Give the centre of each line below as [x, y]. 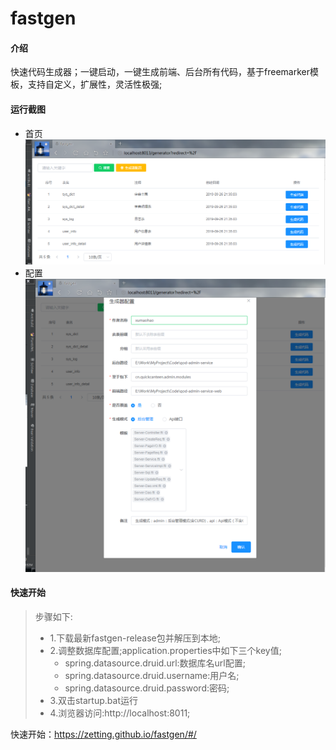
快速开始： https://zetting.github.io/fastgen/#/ [103, 734]
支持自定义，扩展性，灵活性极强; [95, 84]
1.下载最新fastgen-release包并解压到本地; [135, 638]
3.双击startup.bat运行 [93, 700]
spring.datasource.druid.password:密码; [147, 688]
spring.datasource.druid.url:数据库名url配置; [155, 663]
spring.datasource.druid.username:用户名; [152, 675]
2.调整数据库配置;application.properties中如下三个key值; [165, 650]
